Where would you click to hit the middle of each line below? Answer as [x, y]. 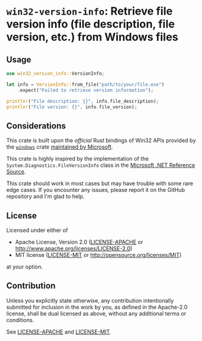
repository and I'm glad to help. [46, 197]
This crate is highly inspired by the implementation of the [78, 159]
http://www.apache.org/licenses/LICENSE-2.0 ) [74, 248]
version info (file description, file [91, 24]
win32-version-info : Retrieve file [89, 11]
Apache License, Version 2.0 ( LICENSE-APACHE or [79, 242]
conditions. [20, 320]
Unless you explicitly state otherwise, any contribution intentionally [90, 300]
